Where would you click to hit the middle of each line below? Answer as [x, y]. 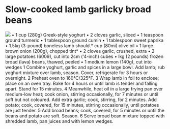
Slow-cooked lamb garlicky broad [78, 9]
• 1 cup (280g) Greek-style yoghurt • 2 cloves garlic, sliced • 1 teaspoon [88, 35]
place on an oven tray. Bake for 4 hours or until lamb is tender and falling [81, 83]
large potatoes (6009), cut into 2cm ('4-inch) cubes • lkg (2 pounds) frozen [84, 56]
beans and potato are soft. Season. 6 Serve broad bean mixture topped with [85, 116]
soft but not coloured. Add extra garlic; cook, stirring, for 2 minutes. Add [81, 100]
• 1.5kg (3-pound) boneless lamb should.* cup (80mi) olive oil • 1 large [79, 45]
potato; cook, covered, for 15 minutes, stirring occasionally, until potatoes [82, 105]
